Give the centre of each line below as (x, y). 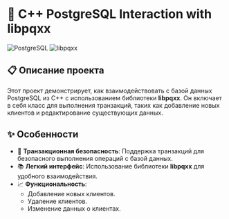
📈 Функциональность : (52, 184)
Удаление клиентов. (57, 201)
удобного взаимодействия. (57, 176)
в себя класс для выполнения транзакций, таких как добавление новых (113, 105)
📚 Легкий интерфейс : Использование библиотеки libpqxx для (111, 166)
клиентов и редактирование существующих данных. (85, 113)
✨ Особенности (43, 134)
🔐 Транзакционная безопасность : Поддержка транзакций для (110, 151)
